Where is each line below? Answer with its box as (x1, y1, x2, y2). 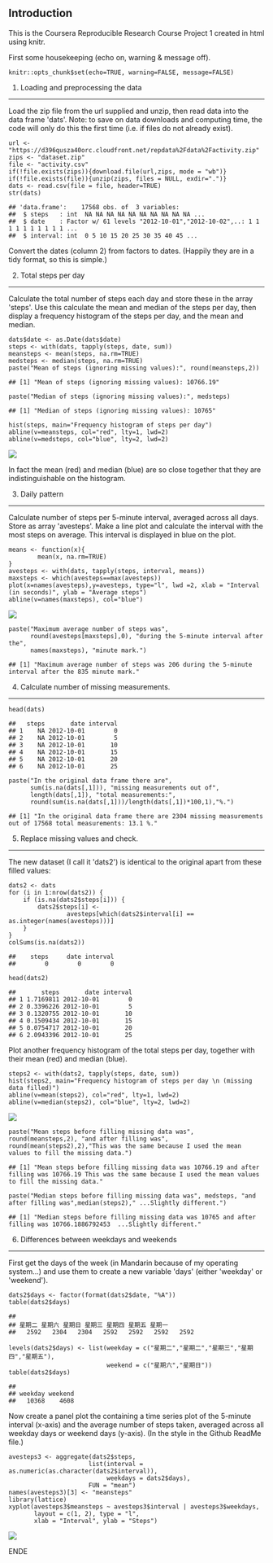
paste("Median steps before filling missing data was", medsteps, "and (8, 1192, 256, 1200)
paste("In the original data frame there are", (8, 777, 173, 785)
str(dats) (8, 189, 42, 197)
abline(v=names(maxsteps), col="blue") (8, 595, 144, 603)
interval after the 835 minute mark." (8, 668, 140, 676)
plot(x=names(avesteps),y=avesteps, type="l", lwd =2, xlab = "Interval (8, 581, 260, 589)
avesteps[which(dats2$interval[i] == (66, 909, 195, 918)
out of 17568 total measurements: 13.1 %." (8, 819, 158, 827)
